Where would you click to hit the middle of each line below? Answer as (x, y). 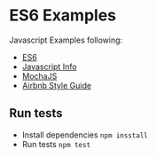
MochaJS (39, 75)
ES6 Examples (63, 16)
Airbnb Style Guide (56, 85)
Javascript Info (49, 67)
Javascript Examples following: (66, 40)
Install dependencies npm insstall (85, 135)
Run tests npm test (56, 144)
